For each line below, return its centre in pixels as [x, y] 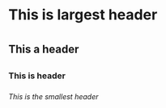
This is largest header [83, 15]
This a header [44, 50]
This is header [37, 76]
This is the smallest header [53, 96]
